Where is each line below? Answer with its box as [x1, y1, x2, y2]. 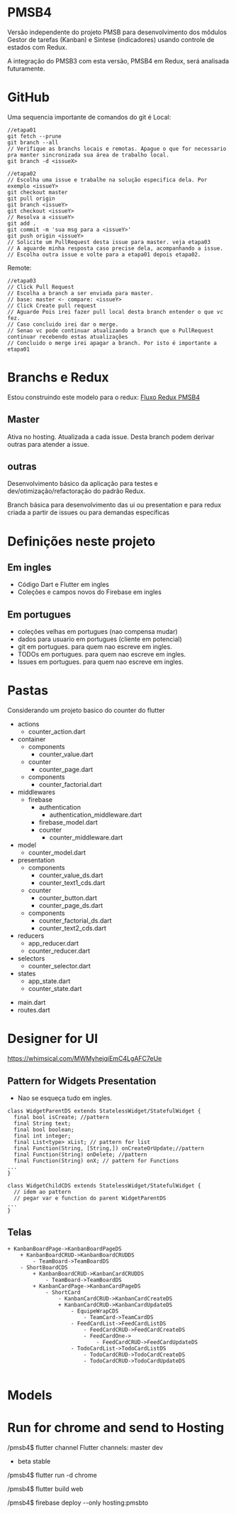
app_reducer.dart [28, 939, 79, 948]
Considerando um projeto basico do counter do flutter [7, 706, 165, 715]
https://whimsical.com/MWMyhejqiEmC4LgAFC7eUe [7, 1054, 162, 1063]
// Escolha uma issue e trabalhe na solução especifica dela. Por [7, 176, 208, 184]
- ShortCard [45, 1288, 81, 1296]
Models [7, 1387, 52, 1403]
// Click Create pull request [7, 302, 97, 309]
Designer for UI [7, 1031, 99, 1047]
